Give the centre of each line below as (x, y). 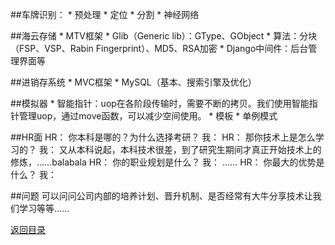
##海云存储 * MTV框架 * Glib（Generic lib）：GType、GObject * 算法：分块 (164, 36)
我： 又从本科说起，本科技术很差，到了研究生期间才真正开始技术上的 (180, 149)
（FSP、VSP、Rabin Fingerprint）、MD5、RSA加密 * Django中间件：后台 (159, 48)
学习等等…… (44, 208)
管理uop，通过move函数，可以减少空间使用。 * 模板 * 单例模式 (148, 116)
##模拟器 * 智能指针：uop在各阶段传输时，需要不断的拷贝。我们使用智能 (160, 103)
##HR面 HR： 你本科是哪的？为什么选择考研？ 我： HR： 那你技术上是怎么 (163, 137)
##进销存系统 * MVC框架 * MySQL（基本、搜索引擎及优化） (133, 82)
